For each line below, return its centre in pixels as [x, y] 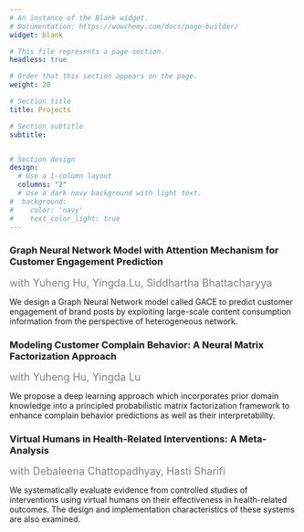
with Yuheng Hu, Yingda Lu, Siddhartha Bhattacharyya [141, 282]
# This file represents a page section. [88, 51]
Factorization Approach [63, 356]
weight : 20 [30, 85]
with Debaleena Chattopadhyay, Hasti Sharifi [117, 471]
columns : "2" [42, 185]
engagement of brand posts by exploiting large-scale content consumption [151, 311]
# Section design [42, 159]
